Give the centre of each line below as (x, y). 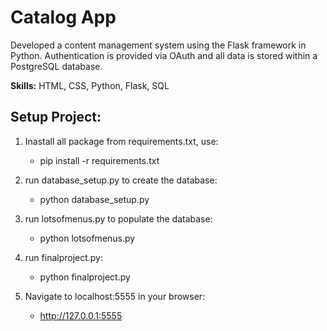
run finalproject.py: (64, 257)
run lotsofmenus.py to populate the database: (118, 218)
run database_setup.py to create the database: (121, 180)
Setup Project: (56, 117)
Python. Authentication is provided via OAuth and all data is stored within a (164, 55)
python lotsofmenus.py (87, 238)
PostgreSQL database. (56, 66)
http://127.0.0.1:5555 (81, 315)
